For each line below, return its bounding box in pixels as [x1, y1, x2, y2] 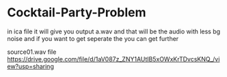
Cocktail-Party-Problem [7, 5, 146, 20]
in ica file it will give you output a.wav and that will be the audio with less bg [7, 27, 221, 35]
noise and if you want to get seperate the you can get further [7, 34, 179, 42]
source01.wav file [7, 48, 57, 56]
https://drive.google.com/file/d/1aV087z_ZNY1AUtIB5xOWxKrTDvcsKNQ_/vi [7, 55, 220, 63]
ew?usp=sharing [7, 62, 55, 70]
